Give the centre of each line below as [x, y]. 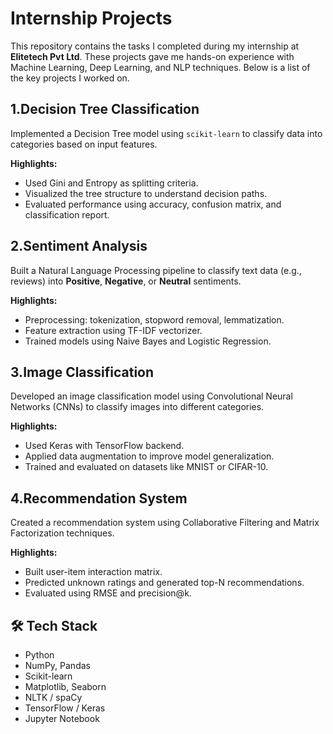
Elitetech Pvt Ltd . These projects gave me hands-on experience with [152, 56]
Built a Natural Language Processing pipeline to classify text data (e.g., [156, 270]
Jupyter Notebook [62, 718]
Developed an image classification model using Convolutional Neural [151, 396]
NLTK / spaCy [53, 697]
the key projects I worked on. [70, 78]
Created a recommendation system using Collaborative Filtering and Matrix [165, 523]
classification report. [67, 214]
